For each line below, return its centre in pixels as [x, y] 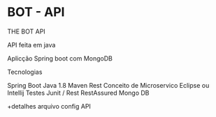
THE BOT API [26, 31]
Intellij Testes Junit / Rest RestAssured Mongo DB [78, 93]
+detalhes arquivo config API [49, 106]
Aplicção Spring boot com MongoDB [60, 58]
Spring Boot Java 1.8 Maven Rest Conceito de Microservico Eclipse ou [108, 85]
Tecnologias [25, 72]
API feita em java [31, 45]
